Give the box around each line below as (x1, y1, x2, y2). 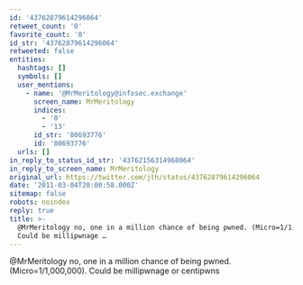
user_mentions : (17, 80, 75, 89)
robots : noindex (9, 198, 70, 207)
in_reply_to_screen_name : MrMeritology (9, 164, 160, 173)
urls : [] (17, 147, 50, 156)
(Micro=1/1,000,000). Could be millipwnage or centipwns (9, 265, 220, 276)
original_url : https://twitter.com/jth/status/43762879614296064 (9, 172, 260, 181)
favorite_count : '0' (9, 30, 87, 39)
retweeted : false (9, 47, 75, 56)
